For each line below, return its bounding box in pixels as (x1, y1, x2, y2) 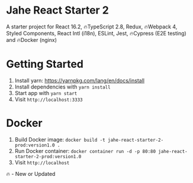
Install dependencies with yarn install (14, 83, 111, 90)
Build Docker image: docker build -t (14, 136, 105, 143)
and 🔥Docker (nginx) (6, 36, 57, 43)
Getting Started (6, 57, 84, 71)
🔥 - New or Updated (6, 170, 56, 177)
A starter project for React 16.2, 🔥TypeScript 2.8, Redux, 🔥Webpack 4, (6, 23, 178, 30)
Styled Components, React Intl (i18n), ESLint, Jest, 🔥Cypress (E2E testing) (6, 30, 186, 37)
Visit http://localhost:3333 (14, 96, 83, 103)
